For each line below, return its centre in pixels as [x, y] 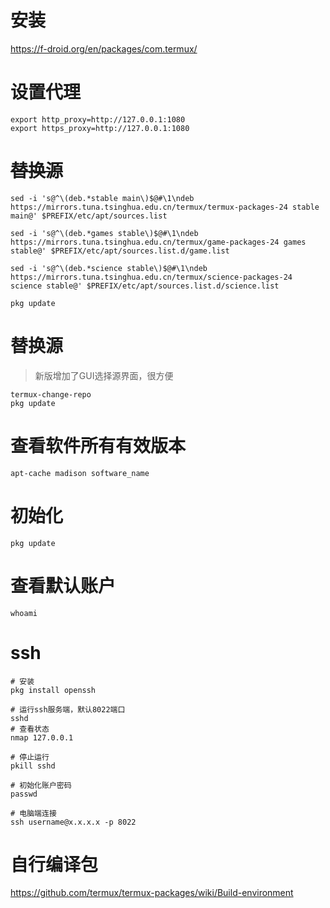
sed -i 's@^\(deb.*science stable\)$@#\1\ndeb [109, 268]
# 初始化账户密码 [41, 785]
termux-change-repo [51, 394]
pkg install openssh [53, 690]
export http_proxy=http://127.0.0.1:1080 [98, 119]
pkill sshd [33, 766]
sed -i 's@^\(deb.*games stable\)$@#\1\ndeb [104, 233]
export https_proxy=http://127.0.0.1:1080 [100, 128]
